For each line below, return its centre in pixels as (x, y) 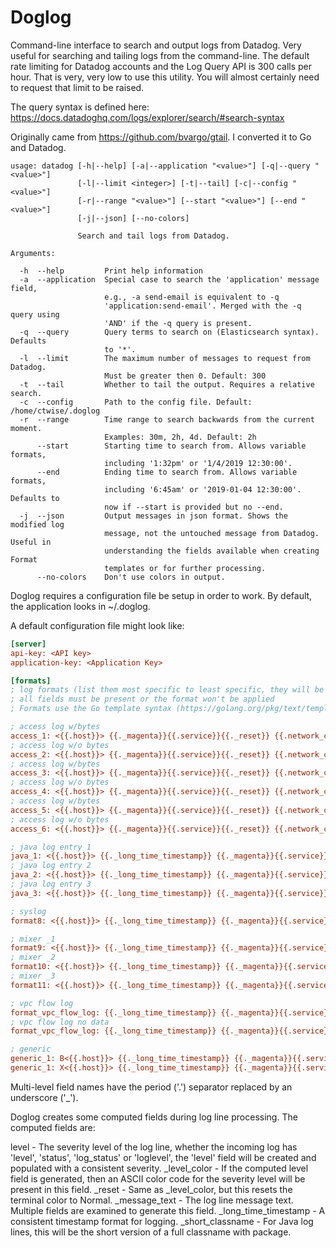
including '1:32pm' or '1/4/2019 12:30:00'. (198, 463)
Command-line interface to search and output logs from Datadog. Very (156, 45)
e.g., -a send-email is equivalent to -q (192, 297)
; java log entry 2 (51, 866)
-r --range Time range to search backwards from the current (167, 419)
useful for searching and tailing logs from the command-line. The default (160, 55)
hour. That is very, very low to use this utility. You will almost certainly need (165, 77)
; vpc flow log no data (60, 1022)
